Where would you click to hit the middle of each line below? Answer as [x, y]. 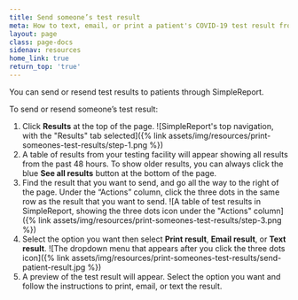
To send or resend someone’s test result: [83, 109]
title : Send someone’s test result [75, 17]
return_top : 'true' [45, 67]
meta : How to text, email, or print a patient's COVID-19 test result [142, 26]
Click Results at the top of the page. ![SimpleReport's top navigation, [148, 126]
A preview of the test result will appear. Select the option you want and [151, 276]
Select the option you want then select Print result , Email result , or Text [154, 239]
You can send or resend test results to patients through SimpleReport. [137, 92]
